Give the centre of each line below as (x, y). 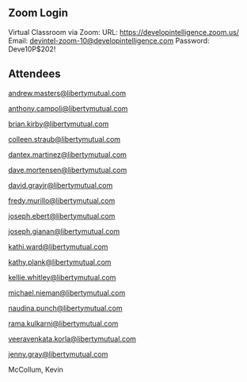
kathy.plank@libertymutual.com (60, 262)
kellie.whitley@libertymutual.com (62, 277)
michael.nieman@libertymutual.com (67, 292)
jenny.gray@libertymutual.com (58, 354)
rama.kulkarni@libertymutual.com (63, 323)
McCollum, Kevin (36, 369)
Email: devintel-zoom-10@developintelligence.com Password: (109, 40)
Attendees (34, 74)
